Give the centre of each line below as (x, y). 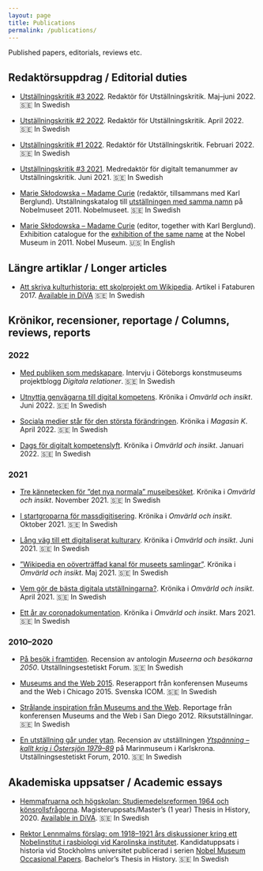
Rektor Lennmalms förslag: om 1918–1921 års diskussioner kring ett (128, 834)
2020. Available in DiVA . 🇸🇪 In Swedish (85, 818)
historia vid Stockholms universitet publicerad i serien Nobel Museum (133, 850)
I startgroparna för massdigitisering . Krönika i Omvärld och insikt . (126, 516)
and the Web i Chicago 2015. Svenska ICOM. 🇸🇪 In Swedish (118, 692)
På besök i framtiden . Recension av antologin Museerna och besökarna (136, 659)
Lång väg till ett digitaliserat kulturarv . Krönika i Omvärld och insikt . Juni (137, 540)
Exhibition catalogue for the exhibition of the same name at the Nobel (132, 235)
